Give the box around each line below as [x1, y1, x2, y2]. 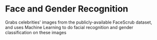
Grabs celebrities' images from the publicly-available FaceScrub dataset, [5, 19, 153, 25]
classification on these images [5, 29, 67, 35]
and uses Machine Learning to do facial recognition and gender [5, 24, 133, 30]
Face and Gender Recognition [5, 3, 129, 14]
